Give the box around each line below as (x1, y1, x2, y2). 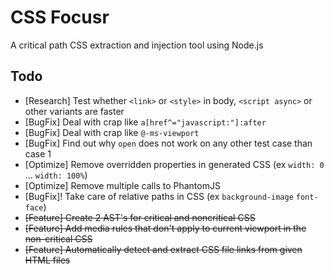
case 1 (24, 147, 52, 160)
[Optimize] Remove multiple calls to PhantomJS (24, 179, 221, 191)
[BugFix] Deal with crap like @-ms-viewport (24, 126, 200, 138)
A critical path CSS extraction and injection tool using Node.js (10, 39, 264, 51)
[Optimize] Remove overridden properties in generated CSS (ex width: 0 (24, 158, 325, 170)
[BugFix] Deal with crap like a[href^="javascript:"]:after (24, 116, 267, 128)
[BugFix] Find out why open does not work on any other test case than (24, 137, 313, 149)
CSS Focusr (10, 6, 110, 29)
